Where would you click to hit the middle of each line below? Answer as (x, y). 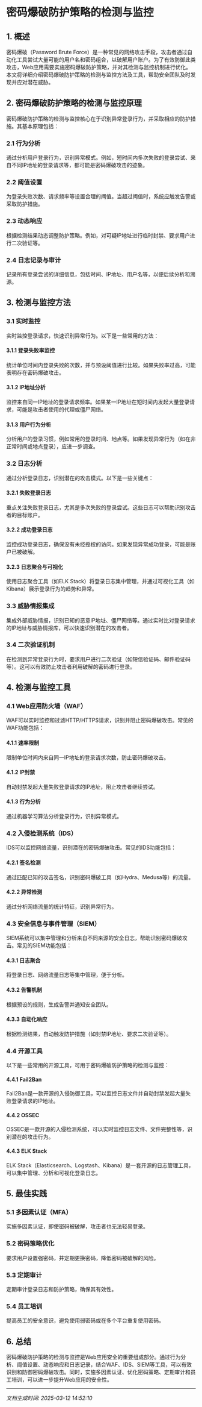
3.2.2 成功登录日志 (29, 530)
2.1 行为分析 (23, 143)
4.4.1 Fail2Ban (24, 1079)
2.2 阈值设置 (24, 183)
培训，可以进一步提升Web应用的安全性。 (62, 1380)
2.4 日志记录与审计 (34, 260)
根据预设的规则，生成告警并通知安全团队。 (59, 1004)
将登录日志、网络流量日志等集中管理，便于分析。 (67, 975)
